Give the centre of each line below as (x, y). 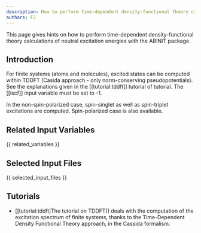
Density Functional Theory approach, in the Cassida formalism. (92, 223)
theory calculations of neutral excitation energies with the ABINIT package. (98, 41)
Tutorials (23, 196)
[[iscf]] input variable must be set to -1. (54, 93)
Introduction (30, 60)
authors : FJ (21, 17)
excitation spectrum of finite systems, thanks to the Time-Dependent (100, 217)
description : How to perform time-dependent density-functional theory (97, 12)
